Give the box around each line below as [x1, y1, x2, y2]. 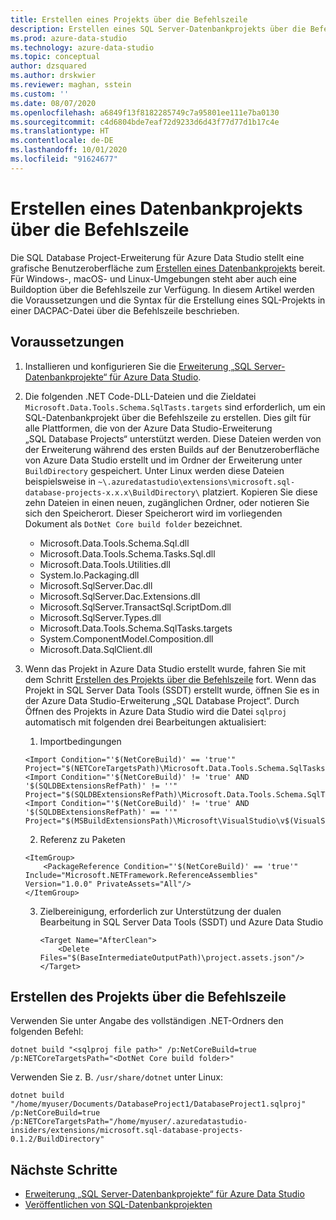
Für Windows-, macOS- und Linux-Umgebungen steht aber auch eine [10, 272, 298, 285]
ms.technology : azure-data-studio [10, 42, 155, 53]
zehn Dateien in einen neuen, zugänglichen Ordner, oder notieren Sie [24, 496, 310, 508]
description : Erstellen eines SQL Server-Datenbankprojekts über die [10, 24, 307, 34]
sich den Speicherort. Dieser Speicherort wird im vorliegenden [24, 507, 283, 519]
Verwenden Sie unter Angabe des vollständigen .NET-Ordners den [10, 1015, 284, 1027]
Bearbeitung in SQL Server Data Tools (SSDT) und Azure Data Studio [39, 916, 324, 928]
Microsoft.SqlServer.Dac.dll [39, 579, 153, 591]
